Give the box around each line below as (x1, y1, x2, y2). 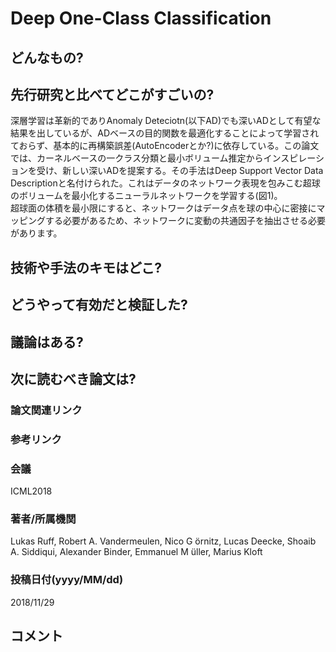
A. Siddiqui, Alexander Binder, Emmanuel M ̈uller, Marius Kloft (10, 546, 263, 558)
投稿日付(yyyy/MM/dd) (10, 573, 124, 587)
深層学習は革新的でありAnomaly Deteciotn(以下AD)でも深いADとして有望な (10, 115, 322, 127)
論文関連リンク (10, 403, 83, 417)
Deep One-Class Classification (10, 7, 272, 30)
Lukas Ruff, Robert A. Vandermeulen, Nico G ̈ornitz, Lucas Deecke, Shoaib (10, 535, 317, 547)
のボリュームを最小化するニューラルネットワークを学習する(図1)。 (10, 190, 283, 202)
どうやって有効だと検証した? (10, 297, 188, 314)
